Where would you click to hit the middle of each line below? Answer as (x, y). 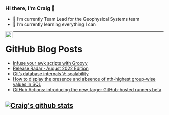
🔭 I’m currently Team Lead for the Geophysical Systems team (76, 19)
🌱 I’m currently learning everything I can (54, 24)
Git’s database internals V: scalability (51, 74)
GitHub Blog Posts (44, 49)
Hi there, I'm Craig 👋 (30, 8)
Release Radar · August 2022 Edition (51, 69)
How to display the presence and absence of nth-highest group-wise (84, 79)
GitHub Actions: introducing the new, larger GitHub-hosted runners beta (87, 90)
